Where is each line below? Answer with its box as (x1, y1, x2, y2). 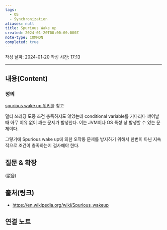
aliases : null (5, 21, 35, 26)
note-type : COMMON (5, 35, 43, 40)
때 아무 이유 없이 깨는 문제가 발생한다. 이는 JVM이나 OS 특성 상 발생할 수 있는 (5, 120, 156, 126)
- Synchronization (9, 16, 48, 21)
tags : (5, 7, 16, 12)
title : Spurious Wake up (5, 26, 57, 31)
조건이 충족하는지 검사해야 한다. (18, 143, 80, 149)
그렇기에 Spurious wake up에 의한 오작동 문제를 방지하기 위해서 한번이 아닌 (5, 136, 152, 142)
